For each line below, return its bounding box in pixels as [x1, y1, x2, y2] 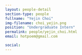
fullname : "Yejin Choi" [5, 16, 54, 21]
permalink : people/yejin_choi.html [5, 29, 78, 34]
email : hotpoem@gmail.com [5, 34, 58, 39]
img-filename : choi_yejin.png [5, 20, 67, 26]
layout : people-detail [5, 7, 51, 12]
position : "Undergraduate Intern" [5, 25, 76, 30]
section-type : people [5, 12, 49, 16]
